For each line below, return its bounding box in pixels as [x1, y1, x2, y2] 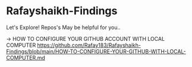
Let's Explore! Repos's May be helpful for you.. [6, 24, 121, 31]
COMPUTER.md [6, 54, 46, 61]
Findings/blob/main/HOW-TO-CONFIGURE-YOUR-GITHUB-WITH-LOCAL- [6, 47, 186, 55]
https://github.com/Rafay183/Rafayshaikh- [37, 42, 141, 49]
